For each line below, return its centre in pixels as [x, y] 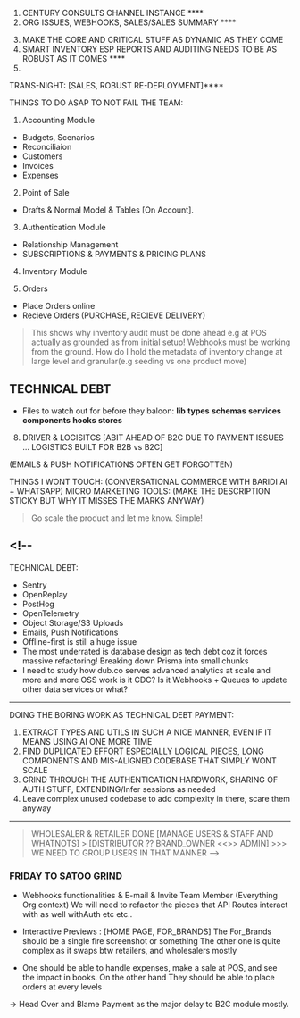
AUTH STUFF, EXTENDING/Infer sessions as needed [119, 789]
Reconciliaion [47, 147]
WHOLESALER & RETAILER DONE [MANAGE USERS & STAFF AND [152, 833]
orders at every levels [62, 987]
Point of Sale [46, 192]
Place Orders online [58, 306]
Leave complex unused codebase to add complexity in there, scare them [156, 798]
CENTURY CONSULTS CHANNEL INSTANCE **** [112, 13]
